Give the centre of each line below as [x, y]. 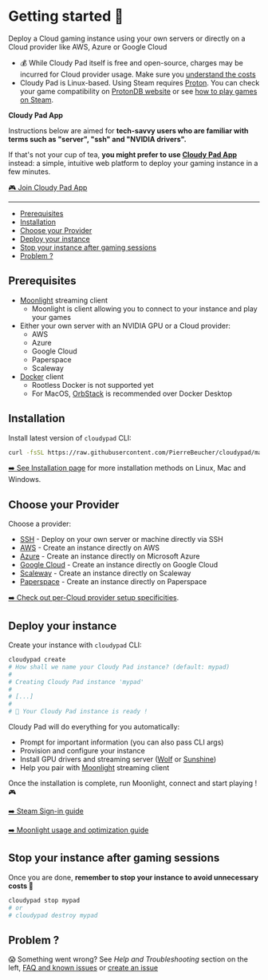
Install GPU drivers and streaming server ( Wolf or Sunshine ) [118, 759]
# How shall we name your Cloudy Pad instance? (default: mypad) [119, 667]
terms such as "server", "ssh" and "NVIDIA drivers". [97, 139]
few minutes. [30, 172]
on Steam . [37, 100]
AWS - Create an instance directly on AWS [89, 548]
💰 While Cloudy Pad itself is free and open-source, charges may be [131, 62]
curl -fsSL [26, 452]
